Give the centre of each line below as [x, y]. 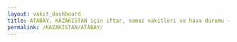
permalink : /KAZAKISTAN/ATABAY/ [55, 27]
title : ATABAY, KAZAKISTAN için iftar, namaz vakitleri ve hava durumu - [119, 21]
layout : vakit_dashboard [44, 14]
